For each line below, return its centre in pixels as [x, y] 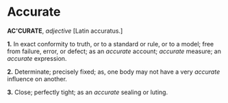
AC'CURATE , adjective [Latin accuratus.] [65, 31]
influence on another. [37, 78]
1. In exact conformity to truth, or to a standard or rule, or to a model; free [111, 44]
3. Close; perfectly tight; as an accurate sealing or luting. [88, 92]
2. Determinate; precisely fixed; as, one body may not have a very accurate [114, 72]
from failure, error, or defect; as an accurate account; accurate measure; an [114, 51]
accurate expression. [37, 58]
